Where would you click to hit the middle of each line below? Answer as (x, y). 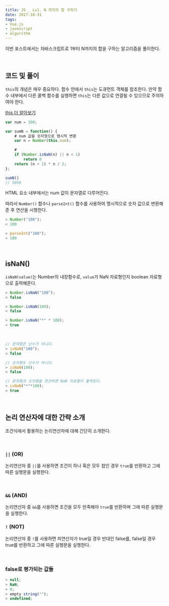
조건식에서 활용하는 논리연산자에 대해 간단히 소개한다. (58, 431)
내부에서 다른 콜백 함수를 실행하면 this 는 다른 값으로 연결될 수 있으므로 (80, 95)
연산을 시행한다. (31, 210)
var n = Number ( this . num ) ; (43, 141)
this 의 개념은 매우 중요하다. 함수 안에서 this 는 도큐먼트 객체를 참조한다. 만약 (81, 89)
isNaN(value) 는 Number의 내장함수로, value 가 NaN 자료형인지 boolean (77, 276)
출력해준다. (26, 283)
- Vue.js (14, 24)
